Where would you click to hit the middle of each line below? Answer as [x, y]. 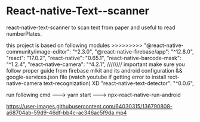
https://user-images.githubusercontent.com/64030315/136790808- [90, 106]
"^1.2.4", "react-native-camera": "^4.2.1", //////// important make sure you [96, 64]
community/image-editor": [39, 51]
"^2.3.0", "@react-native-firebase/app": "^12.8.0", [133, 51]
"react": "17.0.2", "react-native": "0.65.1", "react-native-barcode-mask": [94, 58]
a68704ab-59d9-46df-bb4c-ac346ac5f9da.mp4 [67, 112]
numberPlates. [24, 33]
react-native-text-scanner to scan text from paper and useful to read [91, 27]
